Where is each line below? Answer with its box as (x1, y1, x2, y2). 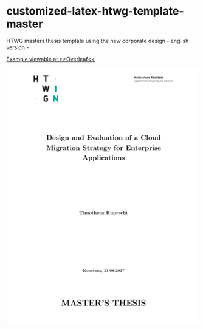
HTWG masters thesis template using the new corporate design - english (6, 37, 189, 44)
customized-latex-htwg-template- (6, 4, 184, 18)
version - (6, 44, 29, 51)
